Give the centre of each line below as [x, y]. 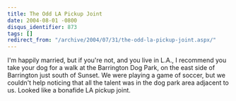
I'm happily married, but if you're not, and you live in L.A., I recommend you [117, 60]
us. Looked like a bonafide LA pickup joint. [69, 90]
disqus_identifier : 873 [42, 27]
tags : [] [20, 34]
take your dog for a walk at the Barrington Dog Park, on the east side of [111, 68]
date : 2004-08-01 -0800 [42, 20]
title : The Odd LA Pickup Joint [55, 14]
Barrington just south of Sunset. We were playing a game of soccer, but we [117, 76]
